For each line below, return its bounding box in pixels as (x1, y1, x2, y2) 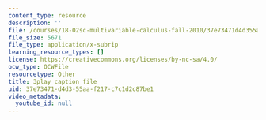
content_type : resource (8, 11, 87, 20)
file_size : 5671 (8, 33, 62, 42)
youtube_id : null (15, 99, 73, 107)
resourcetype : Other (8, 70, 77, 78)
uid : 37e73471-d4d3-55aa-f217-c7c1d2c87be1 (8, 84, 154, 93)
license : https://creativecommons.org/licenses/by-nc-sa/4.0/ (8, 56, 218, 64)
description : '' (8, 19, 62, 27)
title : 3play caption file (8, 77, 97, 85)
